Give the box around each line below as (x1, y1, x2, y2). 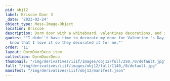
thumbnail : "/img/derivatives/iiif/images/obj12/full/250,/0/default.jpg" (5, 59, 166, 64)
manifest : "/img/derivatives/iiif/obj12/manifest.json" (5, 68, 125, 73)
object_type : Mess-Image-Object (5, 21, 73, 27)
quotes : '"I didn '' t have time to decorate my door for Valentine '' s (5, 36, 155, 41)
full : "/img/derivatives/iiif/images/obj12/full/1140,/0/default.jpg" (5, 63, 157, 68)
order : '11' (5, 45, 30, 50)
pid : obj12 (5, 7, 28, 13)
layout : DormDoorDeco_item (5, 49, 62, 54)
